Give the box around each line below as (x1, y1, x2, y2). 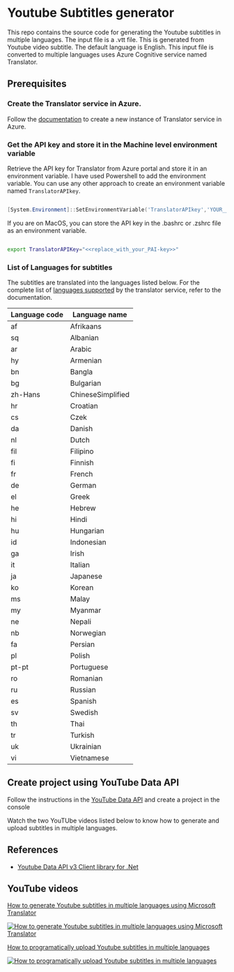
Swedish (70, 707, 99, 717)
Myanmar (70, 605, 102, 615)
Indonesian (70, 537, 107, 546)
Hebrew (70, 503, 96, 513)
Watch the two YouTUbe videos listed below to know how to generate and (7, 816, 219, 825)
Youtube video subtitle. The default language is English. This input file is (7, 43, 214, 51)
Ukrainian (70, 741, 102, 751)
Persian (70, 639, 95, 649)
